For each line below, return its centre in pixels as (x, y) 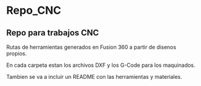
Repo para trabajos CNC (53, 33)
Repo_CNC (34, 11)
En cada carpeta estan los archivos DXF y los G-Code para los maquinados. (101, 65)
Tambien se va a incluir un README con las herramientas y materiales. (94, 77)
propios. (17, 54)
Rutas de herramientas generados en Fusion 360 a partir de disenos (91, 47)
